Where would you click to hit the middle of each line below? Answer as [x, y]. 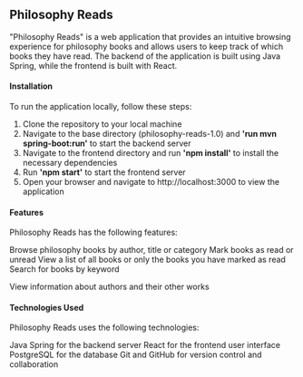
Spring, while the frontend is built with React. [93, 65]
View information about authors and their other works [110, 287]
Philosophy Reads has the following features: [94, 232]
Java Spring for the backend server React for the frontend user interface [145, 345]
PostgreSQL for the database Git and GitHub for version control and [136, 355]
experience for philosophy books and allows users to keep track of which [147, 46]
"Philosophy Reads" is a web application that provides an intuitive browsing [151, 36]
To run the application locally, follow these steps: [101, 107]
